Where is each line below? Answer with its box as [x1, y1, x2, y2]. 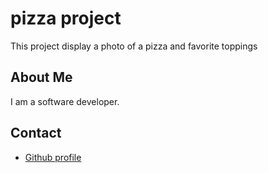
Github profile [24, 151, 82, 163]
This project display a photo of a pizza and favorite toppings [10, 40, 258, 52]
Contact [10, 125, 62, 142]
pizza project [10, 7, 122, 30]
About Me [10, 69, 73, 86]
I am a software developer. [10, 95, 120, 107]
